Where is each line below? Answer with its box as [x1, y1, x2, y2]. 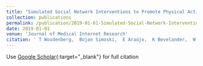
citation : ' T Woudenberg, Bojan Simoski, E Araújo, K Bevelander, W [6, 37, 196, 43]
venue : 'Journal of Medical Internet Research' [6, 31, 129, 37]
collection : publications [6, 14, 71, 20]
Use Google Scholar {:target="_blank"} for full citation [6, 53, 139, 60]
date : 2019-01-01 [6, 25, 50, 32]
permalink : [6, 20, 34, 26]
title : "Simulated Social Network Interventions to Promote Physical [6, 8, 185, 15]
